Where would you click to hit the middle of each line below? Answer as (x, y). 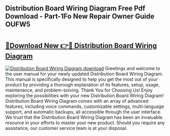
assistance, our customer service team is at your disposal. (66, 128)
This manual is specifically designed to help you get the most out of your (81, 79)
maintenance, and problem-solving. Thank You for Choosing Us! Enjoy (79, 90)
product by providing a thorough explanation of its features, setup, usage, (83, 85)
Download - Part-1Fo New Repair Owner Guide (80, 17)
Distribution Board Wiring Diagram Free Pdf (75, 8)
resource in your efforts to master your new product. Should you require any (85, 123)
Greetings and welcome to (133, 68)
